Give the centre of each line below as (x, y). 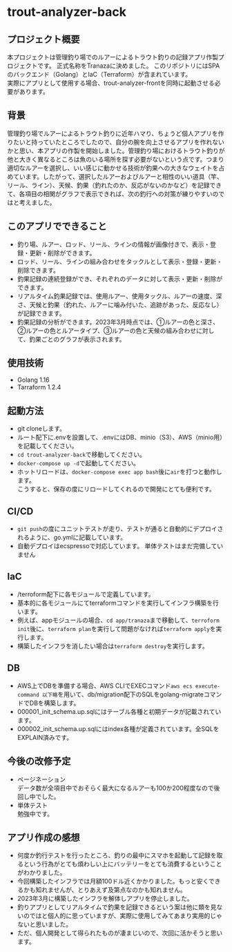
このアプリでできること (57, 226)
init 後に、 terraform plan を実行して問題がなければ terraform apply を (116, 628)
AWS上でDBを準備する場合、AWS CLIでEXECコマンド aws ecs (105, 686)
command (28, 694)
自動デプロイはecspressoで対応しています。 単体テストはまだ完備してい (120, 546)
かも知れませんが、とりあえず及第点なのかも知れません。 (105, 890)
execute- (208, 686)
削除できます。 (38, 270)
